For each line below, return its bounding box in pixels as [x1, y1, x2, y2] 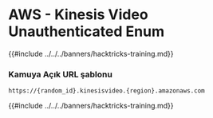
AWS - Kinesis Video [8, 6, 149, 24]
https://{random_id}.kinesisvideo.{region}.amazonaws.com [8, 87, 205, 95]
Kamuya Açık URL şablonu [8, 69, 113, 80]
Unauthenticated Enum [8, 22, 165, 41]
